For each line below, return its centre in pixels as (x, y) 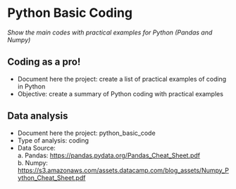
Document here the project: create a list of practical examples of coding (122, 79)
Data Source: (37, 148)
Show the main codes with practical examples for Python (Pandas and (110, 32)
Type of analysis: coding (53, 140)
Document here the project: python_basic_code (87, 133)
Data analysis (38, 116)
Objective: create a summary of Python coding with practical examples (120, 93)
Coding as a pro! (44, 62)
